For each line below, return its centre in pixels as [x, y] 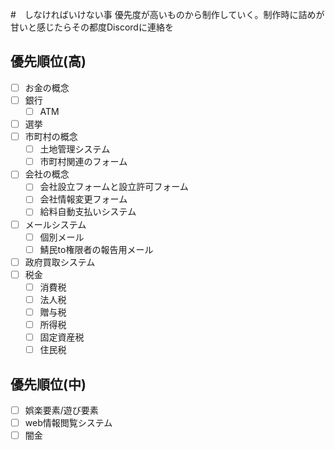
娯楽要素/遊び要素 [61, 410]
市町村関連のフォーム [83, 162]
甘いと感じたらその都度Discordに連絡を [92, 27]
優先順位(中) [48, 384]
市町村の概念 [51, 137]
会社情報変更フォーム [83, 199]
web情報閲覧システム [68, 423]
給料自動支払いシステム [88, 212]
